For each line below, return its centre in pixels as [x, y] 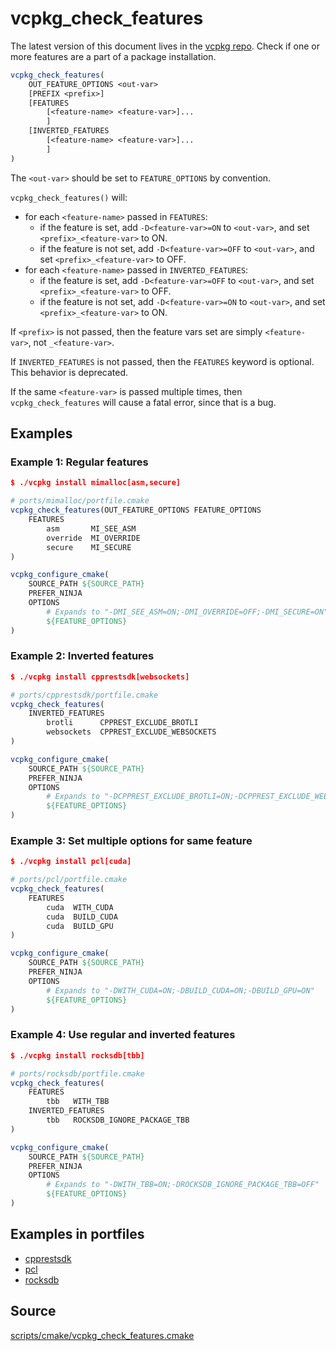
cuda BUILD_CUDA [82, 917]
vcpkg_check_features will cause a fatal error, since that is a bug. [143, 402]
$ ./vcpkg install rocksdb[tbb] [77, 1055]
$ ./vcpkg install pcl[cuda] [71, 862]
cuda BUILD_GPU [80, 926]
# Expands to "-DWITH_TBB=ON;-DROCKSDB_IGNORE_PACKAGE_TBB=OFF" [183, 1185]
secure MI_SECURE [89, 547]
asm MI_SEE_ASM [91, 528]
